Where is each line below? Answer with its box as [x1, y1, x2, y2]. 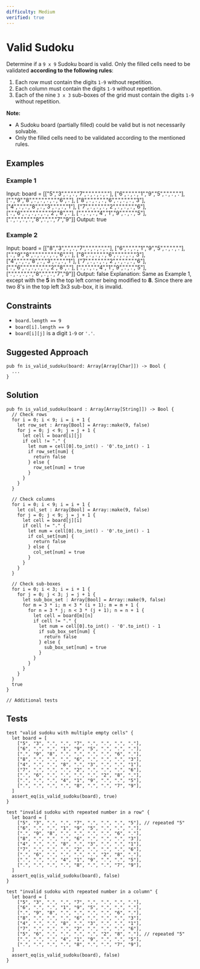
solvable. [15, 128, 38, 135]
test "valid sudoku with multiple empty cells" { [6, 729, 134, 736]
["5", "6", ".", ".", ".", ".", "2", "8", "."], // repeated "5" [17, 931, 185, 937]
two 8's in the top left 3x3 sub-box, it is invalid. [6, 283, 123, 290]
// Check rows [11, 411, 47, 417]
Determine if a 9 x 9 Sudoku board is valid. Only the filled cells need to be [6, 60, 190, 68]
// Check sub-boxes [11, 581, 61, 587]
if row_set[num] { [28, 448, 74, 454]
